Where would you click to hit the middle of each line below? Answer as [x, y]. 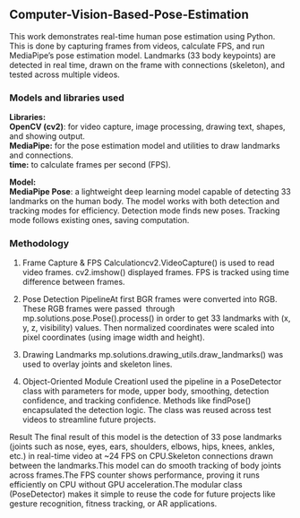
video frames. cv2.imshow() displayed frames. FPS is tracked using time [155, 272]
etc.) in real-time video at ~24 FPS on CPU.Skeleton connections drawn [141, 456]
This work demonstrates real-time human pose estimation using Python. [142, 36]
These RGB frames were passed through [99, 309]
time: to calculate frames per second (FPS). [90, 165]
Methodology [39, 244]
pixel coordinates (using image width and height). [114, 337]
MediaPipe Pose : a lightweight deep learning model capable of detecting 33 [150, 192]
